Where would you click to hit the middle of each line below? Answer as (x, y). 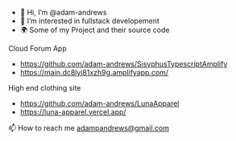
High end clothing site (45, 88)
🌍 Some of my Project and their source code (95, 30)
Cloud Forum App (37, 48)
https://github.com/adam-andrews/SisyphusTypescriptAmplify (124, 64)
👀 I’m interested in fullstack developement (89, 21)
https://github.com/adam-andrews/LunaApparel (99, 103)
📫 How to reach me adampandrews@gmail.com (89, 128)
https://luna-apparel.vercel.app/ (73, 112)
